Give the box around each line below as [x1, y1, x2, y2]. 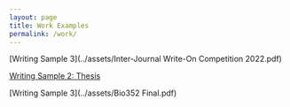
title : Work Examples [9, 21, 90, 30]
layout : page [9, 12, 58, 22]
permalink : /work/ [9, 29, 77, 38]
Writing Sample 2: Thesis [9, 71, 101, 81]
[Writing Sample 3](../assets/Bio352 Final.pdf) [9, 88, 177, 98]
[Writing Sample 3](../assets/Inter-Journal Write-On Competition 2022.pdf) [9, 54, 282, 65]
